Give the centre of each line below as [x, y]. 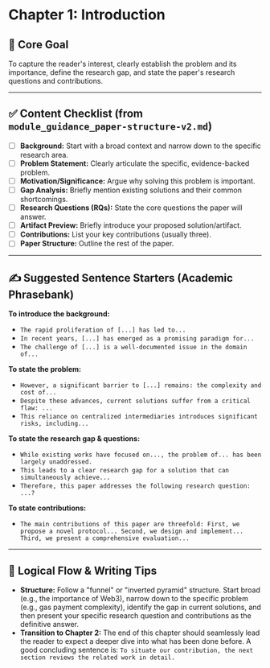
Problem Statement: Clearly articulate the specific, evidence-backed [135, 163]
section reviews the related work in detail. [97, 658]
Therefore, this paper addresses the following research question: [135, 486]
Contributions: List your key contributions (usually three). [115, 234]
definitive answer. [49, 624]
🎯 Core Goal [39, 45]
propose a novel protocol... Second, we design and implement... [131, 532]
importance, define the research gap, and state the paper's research [122, 72]
